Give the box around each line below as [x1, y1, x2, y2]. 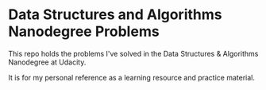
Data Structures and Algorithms [8, 6, 222, 24]
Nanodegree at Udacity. [8, 57, 87, 67]
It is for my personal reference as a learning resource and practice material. [8, 72, 256, 82]
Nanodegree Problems [8, 22, 160, 41]
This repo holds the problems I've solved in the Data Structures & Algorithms [8, 49, 259, 58]
